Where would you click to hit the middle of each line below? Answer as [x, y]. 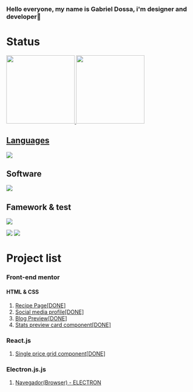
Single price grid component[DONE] [60, 353]
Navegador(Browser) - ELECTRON [58, 383]
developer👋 [24, 16]
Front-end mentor [33, 277]
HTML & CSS [23, 292]
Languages [28, 140]
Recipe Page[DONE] [40, 305]
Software [24, 174]
